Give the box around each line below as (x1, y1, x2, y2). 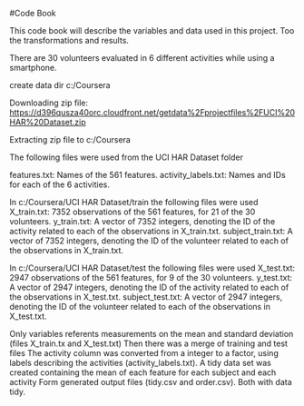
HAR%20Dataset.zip (9, 117, 86, 127)
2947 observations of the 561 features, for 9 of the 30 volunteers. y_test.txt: (9, 272, 293, 282)
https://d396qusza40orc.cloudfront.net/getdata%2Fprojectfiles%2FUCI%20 (9, 107, 296, 117)
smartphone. (9, 63, 57, 73)
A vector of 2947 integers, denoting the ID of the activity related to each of (9, 282, 289, 292)
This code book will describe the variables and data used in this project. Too (9, 25, 295, 35)
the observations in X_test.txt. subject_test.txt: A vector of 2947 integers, (9, 292, 283, 302)
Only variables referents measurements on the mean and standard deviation (9, 329, 294, 339)
